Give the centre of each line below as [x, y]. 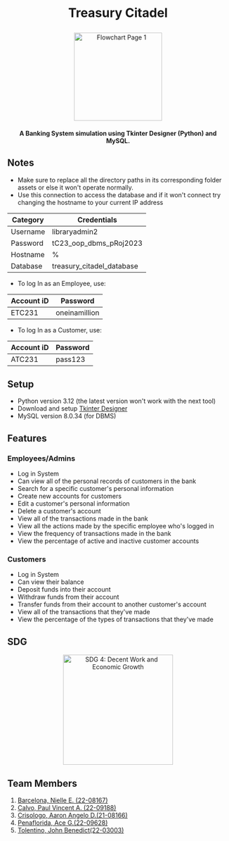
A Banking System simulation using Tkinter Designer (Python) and [118, 133]
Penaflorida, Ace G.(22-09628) [63, 823]
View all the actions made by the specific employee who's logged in [116, 526]
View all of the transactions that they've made [84, 612]
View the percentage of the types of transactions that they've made [116, 619]
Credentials [97, 220]
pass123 [71, 359]
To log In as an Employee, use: [62, 283]
